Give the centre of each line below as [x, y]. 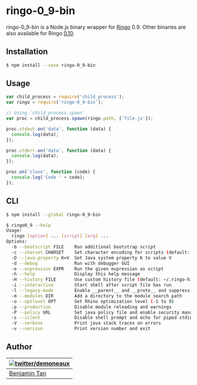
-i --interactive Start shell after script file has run [91, 285]
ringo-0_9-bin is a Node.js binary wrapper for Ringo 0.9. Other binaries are [96, 27]
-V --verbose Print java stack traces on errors [86, 323]
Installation [27, 52]
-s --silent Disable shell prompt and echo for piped [94, 318]
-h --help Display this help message [76, 274]
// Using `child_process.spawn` [45, 113]
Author [19, 347]
